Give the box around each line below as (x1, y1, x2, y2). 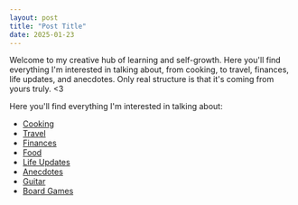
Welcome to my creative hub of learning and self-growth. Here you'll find (9, 55, 282, 66)
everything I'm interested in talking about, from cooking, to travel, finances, (9, 64, 289, 75)
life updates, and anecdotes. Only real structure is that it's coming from (9, 74, 275, 85)
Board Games (22, 186, 74, 197)
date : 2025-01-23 (9, 30, 75, 39)
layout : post (9, 13, 59, 23)
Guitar (22, 176, 46, 187)
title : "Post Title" (9, 22, 88, 31)
